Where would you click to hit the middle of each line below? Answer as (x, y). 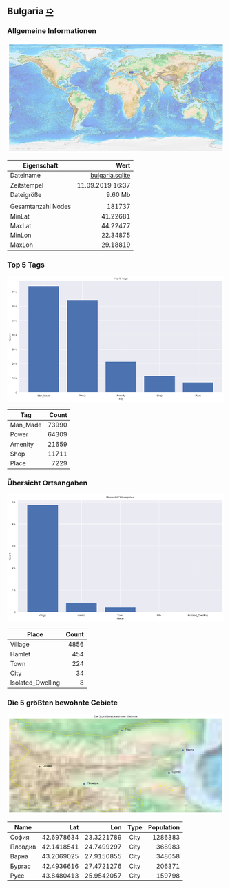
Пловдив (23, 847)
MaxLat (21, 225)
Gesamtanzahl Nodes (40, 207)
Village (20, 645)
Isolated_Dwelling (35, 683)
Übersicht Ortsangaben (48, 483)
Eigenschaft (41, 165)
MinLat (20, 216)
